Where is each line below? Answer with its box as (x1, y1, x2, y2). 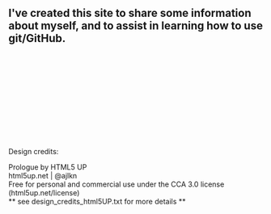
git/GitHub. (8, 31, 66, 45)
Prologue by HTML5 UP (8, 162, 87, 172)
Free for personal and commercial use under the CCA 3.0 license (8, 179, 225, 189)
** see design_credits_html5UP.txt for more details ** (8, 197, 186, 207)
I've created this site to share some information (8, 6, 252, 20)
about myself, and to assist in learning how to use (8, 19, 263, 33)
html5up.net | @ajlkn (8, 171, 78, 181)
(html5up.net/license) (8, 188, 80, 198)
